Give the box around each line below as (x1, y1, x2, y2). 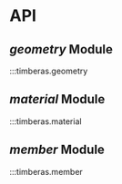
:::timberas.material (9, 115, 82, 127)
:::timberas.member (9, 166, 84, 177)
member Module (9, 142, 105, 158)
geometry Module (9, 42, 114, 57)
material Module (9, 92, 106, 107)
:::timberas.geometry (9, 65, 88, 76)
